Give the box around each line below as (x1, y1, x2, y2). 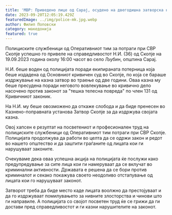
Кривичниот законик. (5, 93, 52, 99)
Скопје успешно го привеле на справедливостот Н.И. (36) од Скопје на (5, 51, 162, 57)
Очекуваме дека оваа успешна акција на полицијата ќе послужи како (5, 156, 159, 162)
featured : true (5, 31, 38, 36)
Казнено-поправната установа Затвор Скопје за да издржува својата (5, 109, 158, 115)
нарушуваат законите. (5, 146, 54, 152)
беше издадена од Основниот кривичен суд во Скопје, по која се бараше (5, 72, 166, 77)
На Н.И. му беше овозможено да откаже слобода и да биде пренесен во (5, 103, 165, 109)
